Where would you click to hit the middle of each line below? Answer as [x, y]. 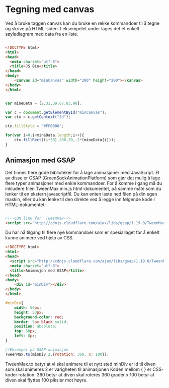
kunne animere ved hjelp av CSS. [39, 238]
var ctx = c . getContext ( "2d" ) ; [38, 117]
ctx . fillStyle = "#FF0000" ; [35, 126]
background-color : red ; [39, 317]
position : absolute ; [36, 327]
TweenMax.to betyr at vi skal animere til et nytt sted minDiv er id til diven [80, 364]
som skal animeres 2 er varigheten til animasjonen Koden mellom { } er [78, 369]
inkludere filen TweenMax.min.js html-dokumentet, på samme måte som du [83, 188]
